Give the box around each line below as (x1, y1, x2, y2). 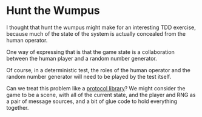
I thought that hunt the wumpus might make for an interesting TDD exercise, (6, 24, 196, 31)
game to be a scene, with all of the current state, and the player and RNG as (6, 91, 196, 98)
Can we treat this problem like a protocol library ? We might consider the (6, 84, 186, 92)
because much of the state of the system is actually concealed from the (6, 30, 186, 37)
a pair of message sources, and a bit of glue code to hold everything (6, 98, 178, 105)
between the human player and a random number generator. (6, 55, 158, 62)
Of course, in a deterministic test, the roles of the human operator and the (6, 66, 191, 73)
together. (6, 104, 29, 111)
